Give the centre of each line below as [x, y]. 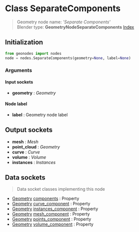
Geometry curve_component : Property [51, 204]
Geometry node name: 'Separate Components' [63, 22]
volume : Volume [29, 157]
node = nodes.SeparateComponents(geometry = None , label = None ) [68, 58]
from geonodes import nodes [33, 53]
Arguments [19, 70]
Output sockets [29, 130]
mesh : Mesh [25, 142]
